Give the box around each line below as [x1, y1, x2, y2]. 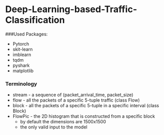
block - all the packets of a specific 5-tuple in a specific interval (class [12, 103, 159, 109]
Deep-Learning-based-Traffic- [5, 4, 138, 15]
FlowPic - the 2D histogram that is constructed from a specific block [12, 113, 155, 119]
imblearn [12, 52, 31, 58]
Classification [5, 14, 65, 26]
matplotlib [12, 67, 34, 74]
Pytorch [12, 40, 29, 47]
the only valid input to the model [20, 124, 88, 130]
